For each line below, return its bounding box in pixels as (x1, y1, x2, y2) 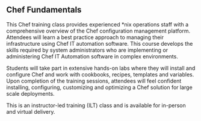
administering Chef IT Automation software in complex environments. (6, 52, 179, 60)
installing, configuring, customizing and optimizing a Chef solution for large (6, 84, 193, 91)
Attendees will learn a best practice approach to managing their (6, 33, 164, 41)
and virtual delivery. (6, 108, 55, 115)
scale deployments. (6, 90, 55, 97)
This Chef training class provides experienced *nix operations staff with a (6, 20, 189, 28)
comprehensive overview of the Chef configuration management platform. (6, 27, 191, 34)
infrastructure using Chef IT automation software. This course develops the (6, 40, 193, 47)
